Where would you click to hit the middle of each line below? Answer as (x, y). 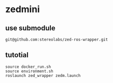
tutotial (17, 55)
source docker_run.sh (28, 67)
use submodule (30, 28)
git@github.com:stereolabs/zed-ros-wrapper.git (57, 39)
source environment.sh (29, 71)
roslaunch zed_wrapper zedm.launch (43, 75)
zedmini (22, 9)
